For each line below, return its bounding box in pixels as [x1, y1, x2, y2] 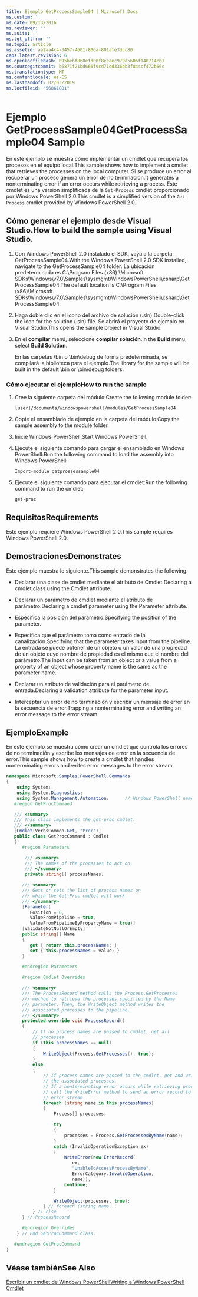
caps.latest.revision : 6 [6, 52, 67, 58]
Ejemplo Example [6, 727, 69, 737]
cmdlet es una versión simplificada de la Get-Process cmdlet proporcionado [6, 186, 190, 193]
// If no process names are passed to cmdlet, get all [32, 1029, 170, 1035]
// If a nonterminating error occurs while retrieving [43, 1083, 181, 1090]
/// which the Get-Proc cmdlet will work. [21, 893, 128, 899]
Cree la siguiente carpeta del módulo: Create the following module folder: [14, 393, 192, 401]
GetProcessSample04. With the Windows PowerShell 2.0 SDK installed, [14, 256, 187, 263]
